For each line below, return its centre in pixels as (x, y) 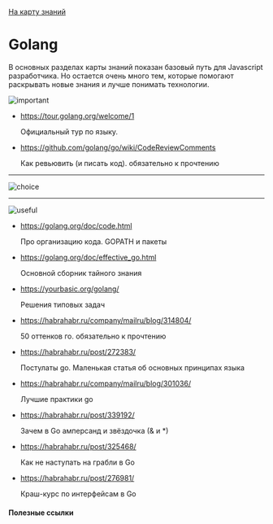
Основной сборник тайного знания (81, 273)
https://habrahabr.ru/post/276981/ (77, 478)
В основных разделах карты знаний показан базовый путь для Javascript (136, 67)
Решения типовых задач (63, 304)
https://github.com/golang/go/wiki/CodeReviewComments (118, 147)
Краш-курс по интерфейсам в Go (78, 493)
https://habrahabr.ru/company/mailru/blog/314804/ (106, 320)
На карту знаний (37, 12)
